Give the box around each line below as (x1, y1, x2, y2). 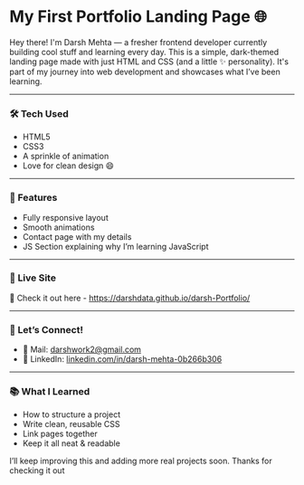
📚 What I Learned (9, 385, 90, 398)
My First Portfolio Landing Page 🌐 (9, 6, 267, 27)
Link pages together (22, 428, 98, 440)
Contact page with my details (22, 231, 132, 242)
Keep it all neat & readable (22, 438, 120, 449)
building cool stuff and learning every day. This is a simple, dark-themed (9, 46, 280, 57)
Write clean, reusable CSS (22, 419, 120, 430)
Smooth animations (22, 222, 95, 233)
